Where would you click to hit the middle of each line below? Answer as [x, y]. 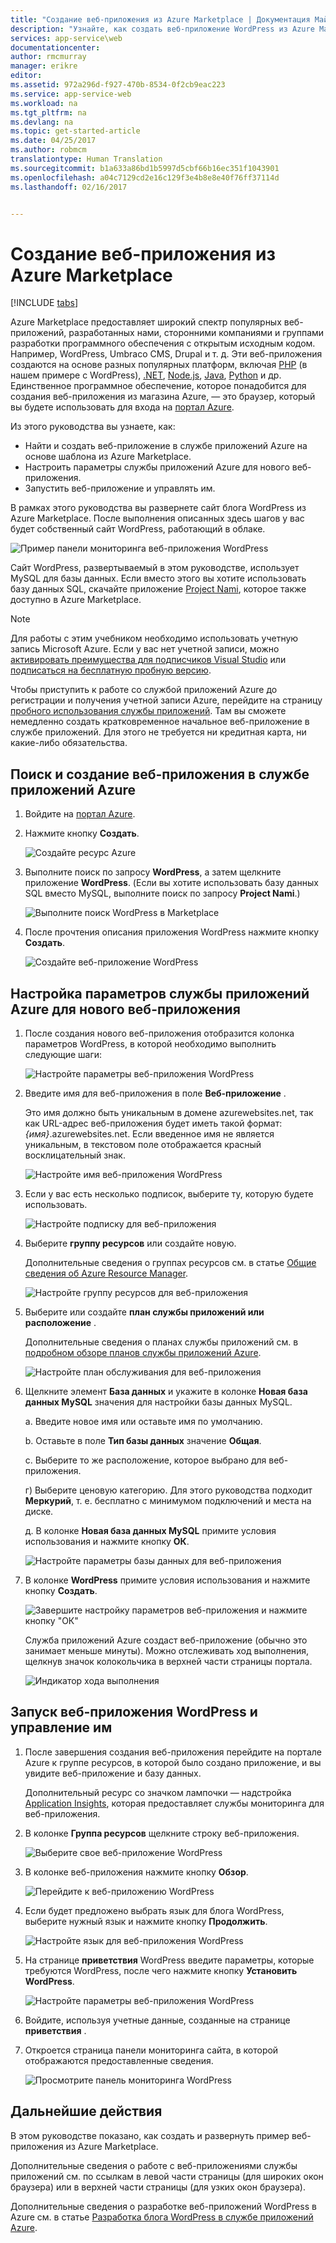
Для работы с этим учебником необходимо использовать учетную [154, 638]
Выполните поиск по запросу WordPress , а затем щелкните [153, 872]
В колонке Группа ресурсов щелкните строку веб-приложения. [162, 1833]
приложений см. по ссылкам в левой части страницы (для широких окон [167, 2176]
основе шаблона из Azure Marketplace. [108, 457]
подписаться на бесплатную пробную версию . [111, 670]
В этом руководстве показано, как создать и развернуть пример [150, 2135]
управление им [61, 1727]
